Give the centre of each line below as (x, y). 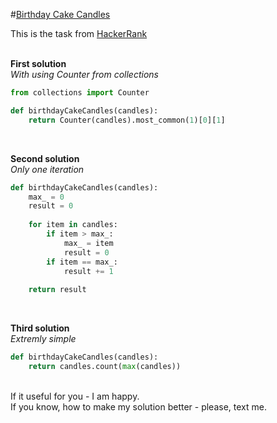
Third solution (40, 328)
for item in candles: (73, 225)
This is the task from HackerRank (79, 33)
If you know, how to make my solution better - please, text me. (138, 406)
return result (57, 290)
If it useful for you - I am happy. (75, 396)
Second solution (45, 158)
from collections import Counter (80, 93)
